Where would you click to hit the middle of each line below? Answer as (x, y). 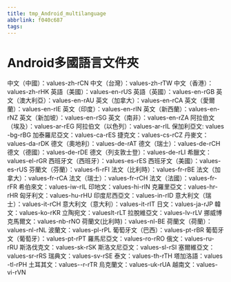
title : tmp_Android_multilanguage (57, 13)
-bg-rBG (19, 135)
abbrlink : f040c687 (35, 20)
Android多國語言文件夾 (73, 63)
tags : (15, 26)
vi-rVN (17, 272)
